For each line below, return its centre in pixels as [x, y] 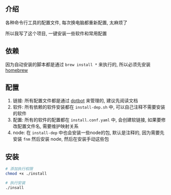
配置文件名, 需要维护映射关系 [48, 126]
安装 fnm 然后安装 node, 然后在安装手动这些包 [61, 139]
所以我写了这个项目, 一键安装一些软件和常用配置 [56, 33]
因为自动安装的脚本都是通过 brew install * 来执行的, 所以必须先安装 [78, 64]
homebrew [17, 70]
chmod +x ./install [26, 174]
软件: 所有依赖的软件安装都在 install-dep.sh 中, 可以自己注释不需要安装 [89, 107]
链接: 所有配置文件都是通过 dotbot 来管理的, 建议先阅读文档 [75, 101]
